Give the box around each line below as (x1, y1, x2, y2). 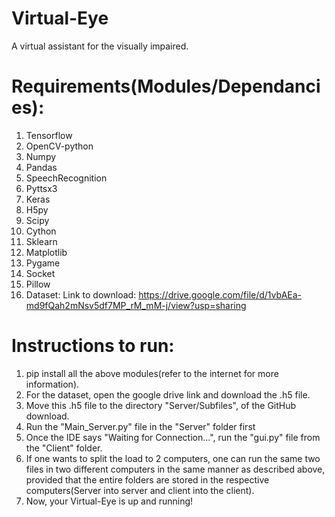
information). (25, 378, 80, 390)
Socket (25, 267, 56, 279)
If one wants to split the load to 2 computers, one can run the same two (25, 452, 321, 464)
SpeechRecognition (25, 172, 108, 184)
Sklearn (25, 235, 58, 247)
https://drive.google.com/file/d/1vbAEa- (138, 288, 303, 301)
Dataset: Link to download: (25, 288, 137, 301)
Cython (25, 225, 57, 237)
